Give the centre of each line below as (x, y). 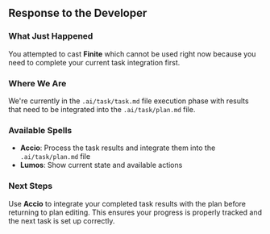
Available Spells (40, 130)
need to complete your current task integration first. (94, 62)
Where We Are (37, 83)
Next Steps (31, 186)
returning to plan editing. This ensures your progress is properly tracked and (135, 212)
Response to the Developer (78, 13)
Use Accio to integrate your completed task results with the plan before (127, 203)
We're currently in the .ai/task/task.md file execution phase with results (129, 101)
